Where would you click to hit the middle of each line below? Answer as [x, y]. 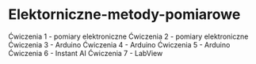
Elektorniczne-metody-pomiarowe [124, 15]
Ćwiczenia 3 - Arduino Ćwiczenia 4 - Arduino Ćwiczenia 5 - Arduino [119, 44]
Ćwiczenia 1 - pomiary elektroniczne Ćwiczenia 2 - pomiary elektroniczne [128, 36]
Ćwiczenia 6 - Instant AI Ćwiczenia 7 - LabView [86, 53]
